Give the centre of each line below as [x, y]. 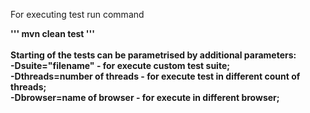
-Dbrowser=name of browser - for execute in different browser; [145, 97]
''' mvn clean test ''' [53, 33]
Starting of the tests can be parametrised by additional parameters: [153, 55]
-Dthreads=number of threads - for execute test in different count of [155, 76]
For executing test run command [77, 14]
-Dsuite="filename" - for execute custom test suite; [120, 65]
